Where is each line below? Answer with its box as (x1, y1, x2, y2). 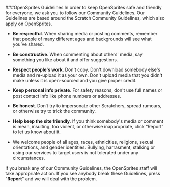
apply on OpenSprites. (5, 20, 52, 27)
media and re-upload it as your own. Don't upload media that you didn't (12, 72, 163, 78)
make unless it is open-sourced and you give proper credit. (12, 78, 137, 83)
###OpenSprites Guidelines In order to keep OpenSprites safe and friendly (5, 5, 162, 10)
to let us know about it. (12, 129, 61, 135)
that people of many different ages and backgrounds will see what (12, 36, 152, 42)
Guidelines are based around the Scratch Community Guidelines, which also (5, 15, 165, 21)
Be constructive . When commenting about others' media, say (12, 51, 143, 57)
